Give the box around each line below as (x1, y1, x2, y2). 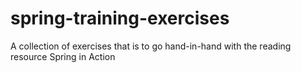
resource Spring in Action (10, 50, 116, 62)
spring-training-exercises (10, 7, 230, 30)
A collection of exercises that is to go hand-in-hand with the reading (10, 40, 292, 52)
